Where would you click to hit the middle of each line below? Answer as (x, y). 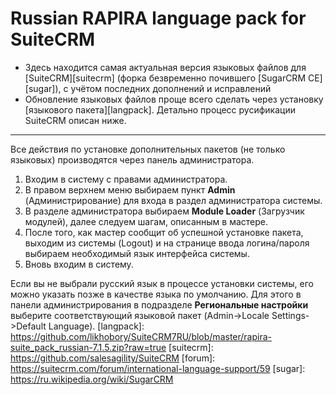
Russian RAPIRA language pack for (158, 18)
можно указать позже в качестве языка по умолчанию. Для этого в (156, 294)
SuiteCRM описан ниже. (75, 120)
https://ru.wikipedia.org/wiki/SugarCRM (92, 379)
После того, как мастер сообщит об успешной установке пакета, (164, 232)
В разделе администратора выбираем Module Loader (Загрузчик (164, 211)
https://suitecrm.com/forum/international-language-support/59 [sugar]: (158, 368)
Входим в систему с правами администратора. (126, 179)
